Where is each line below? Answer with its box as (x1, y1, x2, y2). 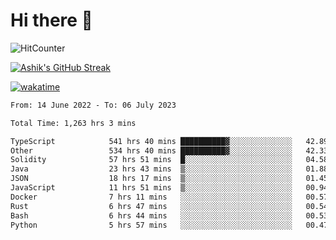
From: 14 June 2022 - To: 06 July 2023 (10, 100, 177, 110)
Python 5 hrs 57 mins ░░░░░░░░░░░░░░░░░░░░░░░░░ (10, 220, 293, 230)
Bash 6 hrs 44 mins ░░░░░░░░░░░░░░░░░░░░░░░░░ (10, 210, 293, 221)
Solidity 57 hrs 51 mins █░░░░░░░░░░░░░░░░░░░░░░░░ (10, 155, 293, 165)
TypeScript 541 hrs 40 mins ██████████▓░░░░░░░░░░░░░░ (10, 136, 293, 146)
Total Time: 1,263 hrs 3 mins (10, 118, 137, 128)
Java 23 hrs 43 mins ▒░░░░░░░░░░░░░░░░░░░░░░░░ (10, 164, 293, 174)
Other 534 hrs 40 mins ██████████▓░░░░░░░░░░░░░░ (10, 145, 293, 156)
